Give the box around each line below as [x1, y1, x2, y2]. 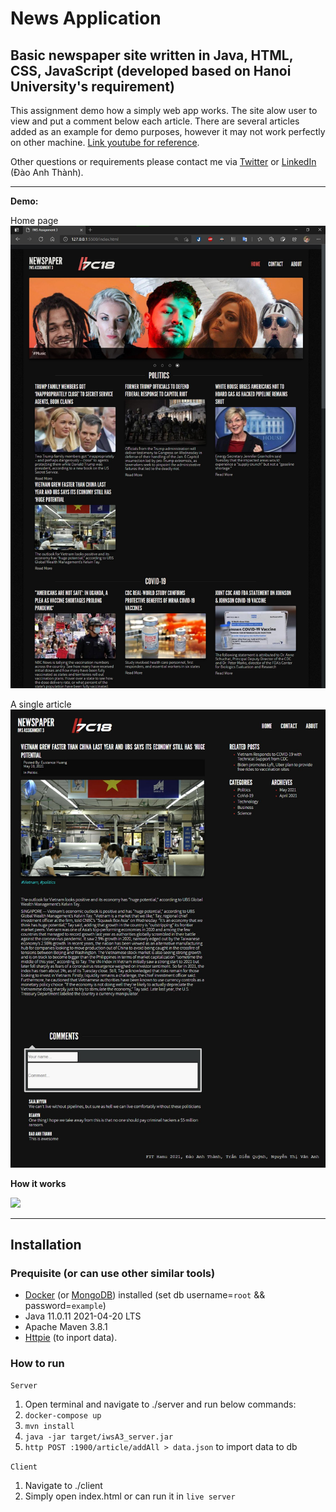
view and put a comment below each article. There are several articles [10, 115, 300, 127]
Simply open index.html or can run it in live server [24, 1490, 236, 1502]
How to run [10, 1357, 65, 1371]
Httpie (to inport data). [24, 1332, 118, 1344]
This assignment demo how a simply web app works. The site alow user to [10, 105, 318, 116]
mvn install [24, 1422, 75, 1432]
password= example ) [24, 1300, 107, 1312]
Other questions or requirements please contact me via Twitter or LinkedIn [10, 156, 317, 167]
